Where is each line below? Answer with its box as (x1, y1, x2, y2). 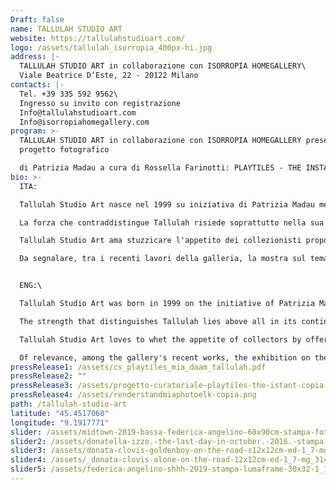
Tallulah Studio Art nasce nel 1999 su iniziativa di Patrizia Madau (19, 199, 315, 210)
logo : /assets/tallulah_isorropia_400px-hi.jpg (10, 42, 213, 53)
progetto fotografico (19, 145, 110, 155)
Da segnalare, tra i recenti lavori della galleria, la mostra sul (19, 254, 307, 264)
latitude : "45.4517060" (10, 408, 110, 418)
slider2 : (10, 436, 47, 446)
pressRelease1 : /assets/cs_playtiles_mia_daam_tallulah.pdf (10, 362, 267, 372)
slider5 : (10, 464, 47, 475)
